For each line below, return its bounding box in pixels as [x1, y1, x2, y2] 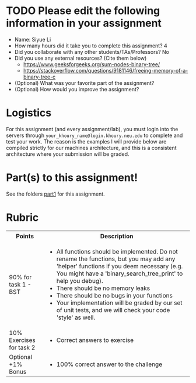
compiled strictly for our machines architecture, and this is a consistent [6, 144, 177, 151]
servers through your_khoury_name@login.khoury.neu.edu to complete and [6, 132, 183, 139]
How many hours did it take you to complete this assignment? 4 [14, 42, 167, 49]
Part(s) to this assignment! [6, 171, 138, 184]
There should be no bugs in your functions [56, 291, 173, 299]
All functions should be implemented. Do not [56, 247, 178, 255]
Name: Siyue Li [14, 36, 51, 43]
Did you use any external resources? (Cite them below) [14, 54, 147, 61]
